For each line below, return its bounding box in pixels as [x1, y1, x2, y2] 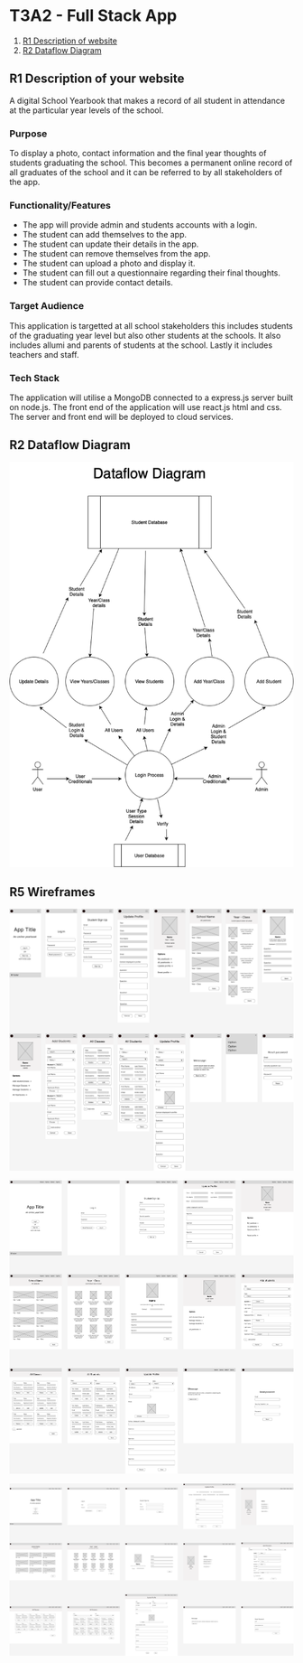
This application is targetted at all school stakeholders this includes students [9, 320, 293, 331]
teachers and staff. [9, 349, 79, 360]
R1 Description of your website [9, 71, 185, 87]
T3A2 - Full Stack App [9, 5, 178, 26]
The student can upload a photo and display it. [22, 258, 196, 269]
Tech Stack [9, 371, 60, 384]
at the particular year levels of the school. [9, 105, 164, 116]
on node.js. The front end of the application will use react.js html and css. [9, 401, 282, 412]
